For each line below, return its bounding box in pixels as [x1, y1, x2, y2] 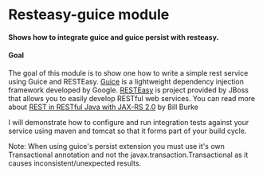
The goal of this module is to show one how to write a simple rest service [8, 68, 249, 77]
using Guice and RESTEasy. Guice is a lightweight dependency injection [8, 76, 245, 86]
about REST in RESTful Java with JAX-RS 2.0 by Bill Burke [8, 102, 199, 111]
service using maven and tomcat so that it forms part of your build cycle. [8, 126, 247, 135]
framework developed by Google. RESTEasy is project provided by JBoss [8, 85, 249, 95]
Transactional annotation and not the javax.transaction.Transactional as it [8, 150, 249, 159]
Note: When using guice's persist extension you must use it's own [8, 141, 226, 151]
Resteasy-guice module [8, 6, 170, 24]
